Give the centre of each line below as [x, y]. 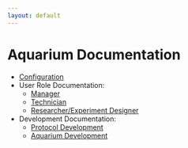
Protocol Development [67, 127]
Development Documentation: [67, 119]
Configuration [41, 77]
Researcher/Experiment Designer [85, 110]
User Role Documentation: [62, 85]
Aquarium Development [69, 135]
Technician [49, 102]
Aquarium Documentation [94, 54]
